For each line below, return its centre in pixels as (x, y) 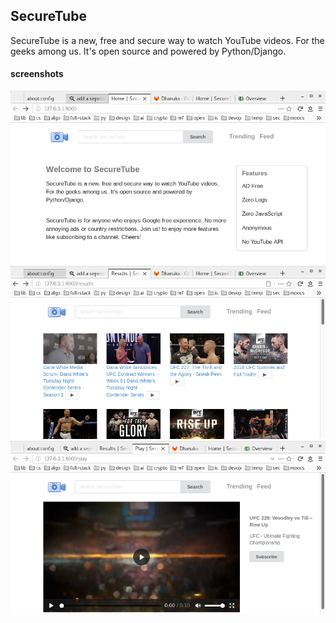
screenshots (37, 74)
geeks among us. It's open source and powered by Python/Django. (148, 51)
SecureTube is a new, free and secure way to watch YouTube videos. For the (167, 40)
